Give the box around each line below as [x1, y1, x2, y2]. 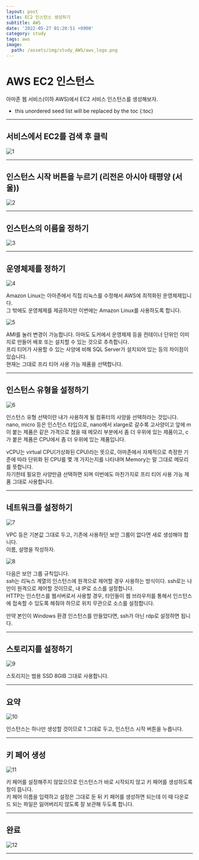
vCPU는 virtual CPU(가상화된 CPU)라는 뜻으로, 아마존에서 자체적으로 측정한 [6, 448, 182, 456]
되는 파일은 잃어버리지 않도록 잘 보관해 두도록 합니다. [12, 801, 134, 807]
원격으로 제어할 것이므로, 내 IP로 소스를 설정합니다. [17, 585, 134, 592]
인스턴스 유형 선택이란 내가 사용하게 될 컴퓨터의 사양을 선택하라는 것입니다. [6, 413, 179, 421]
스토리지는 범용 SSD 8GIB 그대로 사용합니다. [6, 673, 110, 680]
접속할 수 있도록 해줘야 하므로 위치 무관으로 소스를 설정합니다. [12, 600, 155, 607]
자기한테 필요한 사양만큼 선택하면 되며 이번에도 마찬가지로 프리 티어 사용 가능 [6, 470, 184, 477]
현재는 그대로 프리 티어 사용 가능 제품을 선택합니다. [6, 360, 123, 368]
